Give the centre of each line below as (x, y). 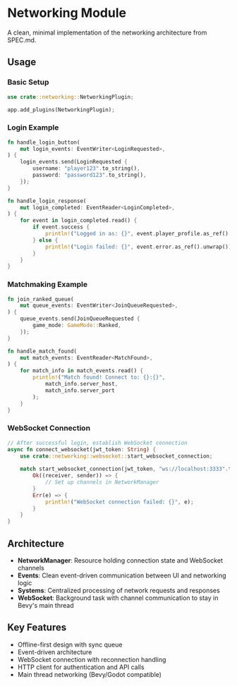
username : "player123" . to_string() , (86, 169)
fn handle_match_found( (42, 351)
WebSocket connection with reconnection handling (92, 659)
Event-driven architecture (55, 652)
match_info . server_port (80, 390)
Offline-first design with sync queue (70, 644)
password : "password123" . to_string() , (90, 175)
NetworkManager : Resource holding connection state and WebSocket (120, 560)
